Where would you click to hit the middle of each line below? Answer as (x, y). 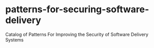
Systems (15, 40)
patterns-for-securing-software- (77, 9)
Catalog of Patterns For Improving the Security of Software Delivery (77, 34)
